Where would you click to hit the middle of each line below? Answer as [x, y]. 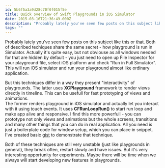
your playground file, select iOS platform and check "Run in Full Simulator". [81, 63]
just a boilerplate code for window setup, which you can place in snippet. [79, 130]
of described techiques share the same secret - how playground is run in [79, 47]
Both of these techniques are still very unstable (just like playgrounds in [77, 144]
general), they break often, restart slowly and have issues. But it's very [77, 150]
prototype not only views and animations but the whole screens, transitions [81, 119]
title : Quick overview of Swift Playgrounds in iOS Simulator [70, 14]
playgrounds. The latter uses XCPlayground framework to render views [78, 88]
